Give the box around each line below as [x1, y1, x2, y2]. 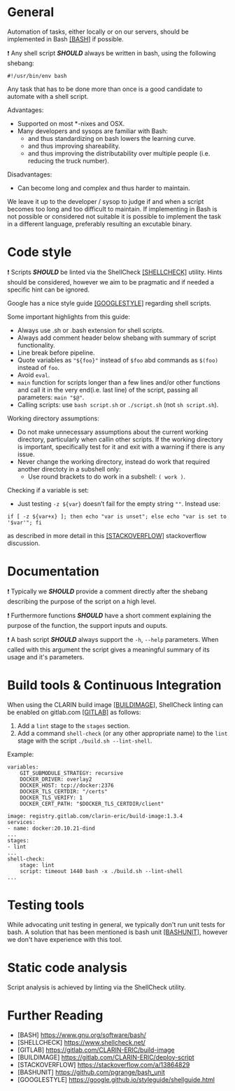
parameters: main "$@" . [17, 393, 85, 402]
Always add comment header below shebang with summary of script [17, 334, 217, 342]
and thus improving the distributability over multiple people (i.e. [27, 149, 211, 158]
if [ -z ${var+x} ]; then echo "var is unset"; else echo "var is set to [7, 513, 227, 520]
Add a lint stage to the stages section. [17, 721, 131, 729]
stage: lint [20, 861, 55, 869]
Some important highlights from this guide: [7, 313, 131, 321]
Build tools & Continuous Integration [7, 678, 222, 693]
